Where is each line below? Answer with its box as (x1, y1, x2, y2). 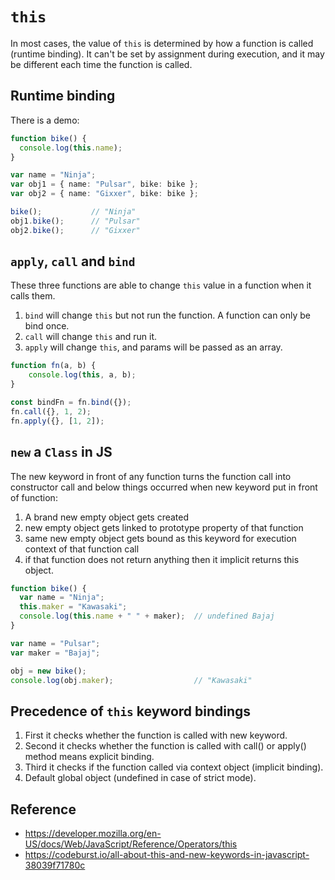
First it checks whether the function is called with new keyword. (24, 729, 288, 742)
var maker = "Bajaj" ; (10, 648, 101, 658)
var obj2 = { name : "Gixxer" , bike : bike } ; (10, 189, 199, 199)
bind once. (24, 320, 70, 332)
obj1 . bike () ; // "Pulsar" (10, 216, 141, 226)
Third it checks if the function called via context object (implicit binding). (24, 761, 324, 773)
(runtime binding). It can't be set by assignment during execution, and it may (10, 48, 325, 60)
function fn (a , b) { (10, 361, 97, 371)
